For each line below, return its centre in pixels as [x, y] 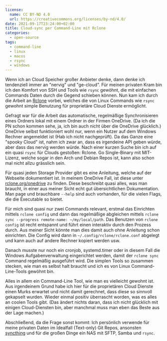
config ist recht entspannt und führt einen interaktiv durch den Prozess [78, 225]
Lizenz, [13, 158]
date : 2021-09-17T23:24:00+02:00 [40, 24]
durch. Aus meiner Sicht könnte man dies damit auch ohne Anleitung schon [83, 230]
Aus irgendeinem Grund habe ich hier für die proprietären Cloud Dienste [79, 286]
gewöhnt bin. [41, 271]
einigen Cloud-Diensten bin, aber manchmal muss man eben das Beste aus [82, 308]
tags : [11, 42]
